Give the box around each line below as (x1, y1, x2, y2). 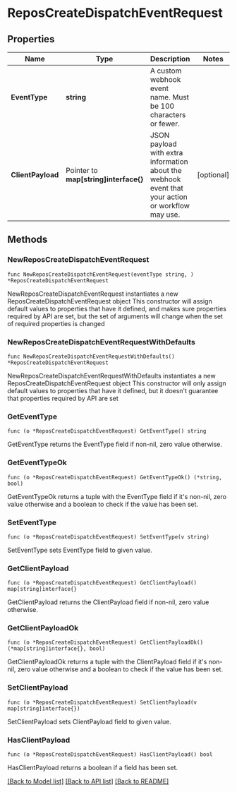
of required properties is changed (7, 319, 105, 328)
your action (150, 192, 188, 202)
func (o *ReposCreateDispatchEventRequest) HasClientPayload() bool (7, 751, 213, 758)
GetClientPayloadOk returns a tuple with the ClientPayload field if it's (7, 658, 207, 666)
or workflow (150, 201, 190, 210)
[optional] (197, 170, 230, 179)
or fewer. (150, 119, 180, 128)
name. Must (150, 92, 189, 102)
